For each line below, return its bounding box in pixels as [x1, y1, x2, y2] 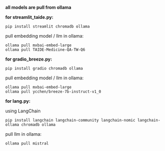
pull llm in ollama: [5, 131, 42, 137]
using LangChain [5, 108, 41, 114]
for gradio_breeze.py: [5, 56, 52, 62]
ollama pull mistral [5, 141, 49, 146]
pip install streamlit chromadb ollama [5, 24, 90, 29]
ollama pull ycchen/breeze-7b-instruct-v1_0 [5, 89, 101, 94]
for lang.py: [5, 98, 31, 104]
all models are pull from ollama [5, 5, 71, 10]
